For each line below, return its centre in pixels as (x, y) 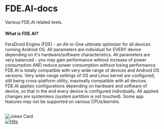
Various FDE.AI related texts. (34, 22)
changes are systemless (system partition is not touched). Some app (74, 97)
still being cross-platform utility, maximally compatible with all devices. (76, 81)
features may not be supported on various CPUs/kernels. (63, 102)
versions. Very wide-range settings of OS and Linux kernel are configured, (80, 76)
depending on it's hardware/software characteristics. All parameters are (78, 55)
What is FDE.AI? (22, 33)
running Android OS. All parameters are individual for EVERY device (73, 50)
